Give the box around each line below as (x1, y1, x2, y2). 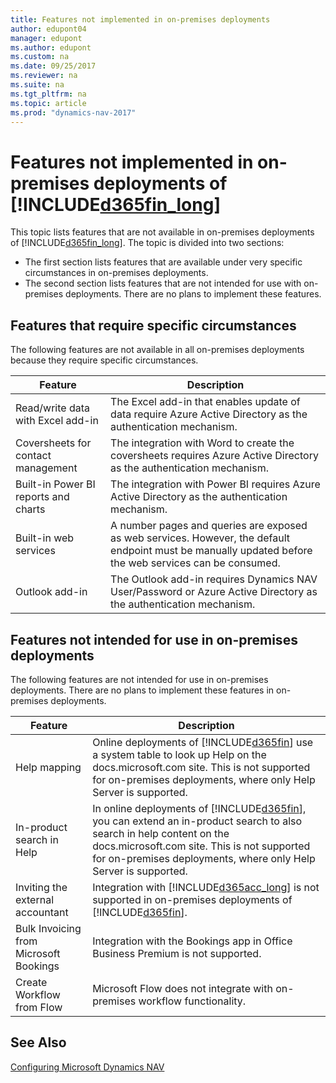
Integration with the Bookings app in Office (92, 934, 293, 948)
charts (15, 502, 46, 516)
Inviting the (15, 880, 68, 894)
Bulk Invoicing (15, 921, 82, 935)
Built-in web (15, 531, 75, 545)
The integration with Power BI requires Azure (110, 477, 321, 491)
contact (15, 449, 52, 463)
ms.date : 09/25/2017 (10, 61, 97, 71)
